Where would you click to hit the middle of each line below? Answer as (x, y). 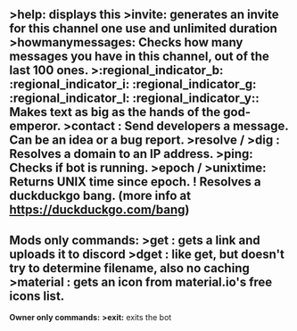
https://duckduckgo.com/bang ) (99, 210)
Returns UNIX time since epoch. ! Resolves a (135, 182)
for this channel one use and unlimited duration (144, 29)
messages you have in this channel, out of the (140, 57)
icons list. (37, 296)
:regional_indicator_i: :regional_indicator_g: (133, 84)
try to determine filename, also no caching (129, 268)
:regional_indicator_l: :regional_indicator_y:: (135, 99)
